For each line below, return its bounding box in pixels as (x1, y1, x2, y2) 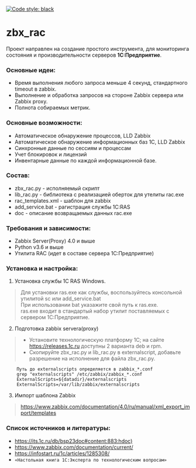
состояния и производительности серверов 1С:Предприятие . (6, 51, 162, 58)
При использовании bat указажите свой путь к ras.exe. (20, 301, 159, 308)
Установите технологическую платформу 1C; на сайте (29, 337, 165, 344)
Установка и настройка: (6, 265, 78, 273)
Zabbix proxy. (14, 98, 48, 105)
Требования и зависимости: (6, 224, 91, 232)
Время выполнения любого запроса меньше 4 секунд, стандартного (14, 79, 188, 86)
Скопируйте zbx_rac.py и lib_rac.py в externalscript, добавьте (29, 349, 181, 356)
